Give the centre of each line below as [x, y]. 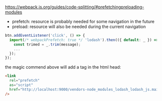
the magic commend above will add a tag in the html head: [63, 67]
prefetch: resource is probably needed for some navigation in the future [83, 22]
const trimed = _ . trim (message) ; [47, 44]
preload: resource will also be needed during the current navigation [79, 27]
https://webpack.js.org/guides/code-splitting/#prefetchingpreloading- [75, 7]
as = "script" [21, 85]
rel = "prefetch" [25, 81]
